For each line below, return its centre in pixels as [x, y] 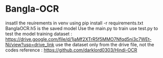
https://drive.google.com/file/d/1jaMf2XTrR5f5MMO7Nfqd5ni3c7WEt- [78, 39]
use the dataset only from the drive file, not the [105, 44]
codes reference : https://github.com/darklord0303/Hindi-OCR [71, 50]
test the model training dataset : [39, 34]
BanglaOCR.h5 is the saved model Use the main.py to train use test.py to [82, 28]
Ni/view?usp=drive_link [30, 44]
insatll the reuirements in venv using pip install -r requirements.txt [74, 23]
